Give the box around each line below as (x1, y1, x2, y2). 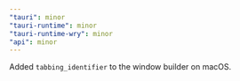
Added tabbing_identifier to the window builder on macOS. (9, 62, 232, 72)
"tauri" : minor (9, 12, 66, 22)
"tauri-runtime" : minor (9, 21, 98, 30)
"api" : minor (9, 37, 58, 47)
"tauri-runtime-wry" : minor (9, 29, 114, 38)
